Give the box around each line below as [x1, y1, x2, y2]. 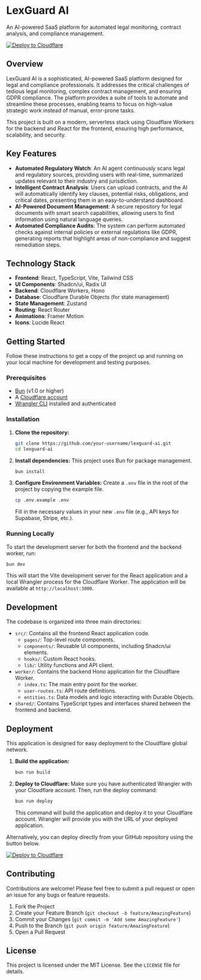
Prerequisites [6, 374, 46, 382]
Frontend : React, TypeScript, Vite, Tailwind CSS [14, 274, 134, 282]
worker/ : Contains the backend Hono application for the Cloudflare [14, 668, 180, 676]
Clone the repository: [14, 429, 70, 436]
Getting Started [6, 336, 65, 346]
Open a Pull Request [14, 928, 66, 936]
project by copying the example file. [14, 486, 104, 493]
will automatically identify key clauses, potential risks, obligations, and [14, 190, 189, 197]
